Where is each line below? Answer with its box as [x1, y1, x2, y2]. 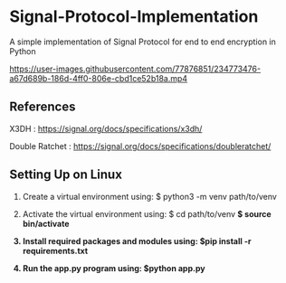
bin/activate [22, 218, 70, 229]
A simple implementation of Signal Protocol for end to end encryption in [9, 36, 276, 47]
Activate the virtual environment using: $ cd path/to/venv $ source [22, 208, 272, 219]
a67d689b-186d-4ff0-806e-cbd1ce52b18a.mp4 [9, 72, 188, 83]
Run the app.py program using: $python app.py [22, 262, 205, 273]
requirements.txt [22, 245, 89, 256]
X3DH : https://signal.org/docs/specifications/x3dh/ [9, 123, 203, 134]
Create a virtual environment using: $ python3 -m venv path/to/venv [22, 191, 278, 202]
